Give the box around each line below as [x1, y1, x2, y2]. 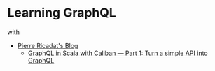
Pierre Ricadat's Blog [17, 41, 78, 49]
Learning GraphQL [7, 5, 117, 21]
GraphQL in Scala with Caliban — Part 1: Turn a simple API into [27, 49, 208, 57]
